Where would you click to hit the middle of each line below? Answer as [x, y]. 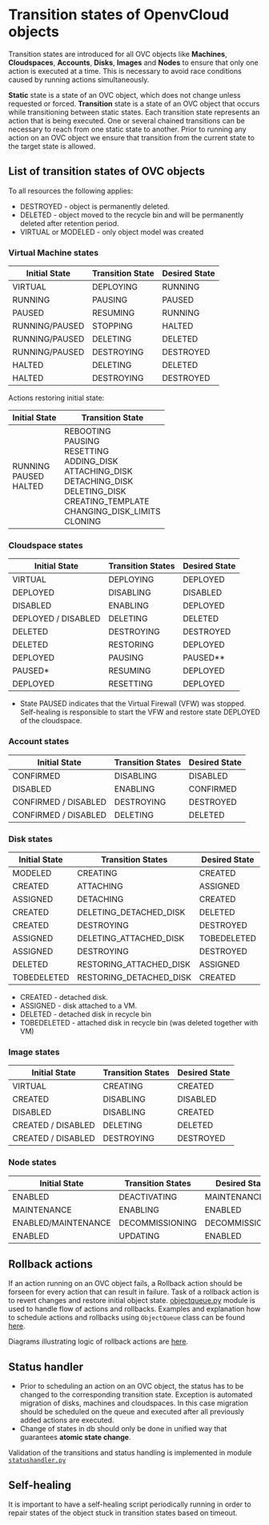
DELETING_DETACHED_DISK [131, 912]
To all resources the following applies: [71, 191]
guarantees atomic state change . [75, 1438]
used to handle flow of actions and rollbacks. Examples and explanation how [134, 1309]
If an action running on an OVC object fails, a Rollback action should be [125, 1284]
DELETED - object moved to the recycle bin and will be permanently [132, 215]
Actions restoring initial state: [56, 398]
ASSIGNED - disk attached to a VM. [78, 1005]
